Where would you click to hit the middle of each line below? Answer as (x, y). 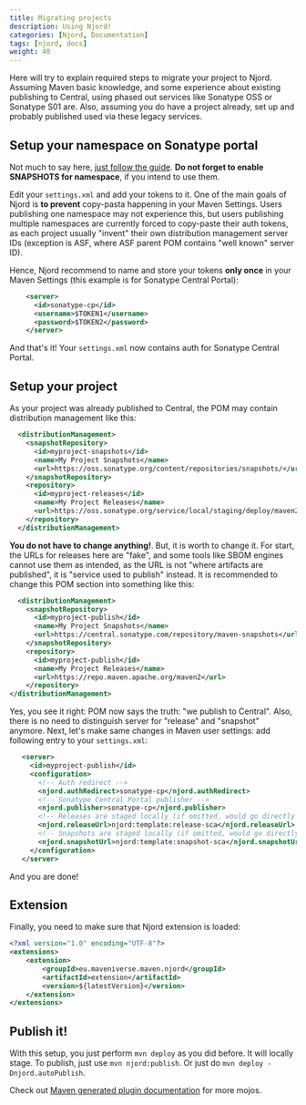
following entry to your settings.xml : (79, 740)
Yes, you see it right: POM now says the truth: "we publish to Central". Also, (151, 711)
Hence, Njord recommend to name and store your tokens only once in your (150, 270)
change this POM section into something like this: (102, 583)
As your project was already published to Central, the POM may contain (143, 408)
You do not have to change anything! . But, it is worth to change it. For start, (152, 545)
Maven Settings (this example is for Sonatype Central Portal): (124, 280)
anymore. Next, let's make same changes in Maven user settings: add (140, 731)
